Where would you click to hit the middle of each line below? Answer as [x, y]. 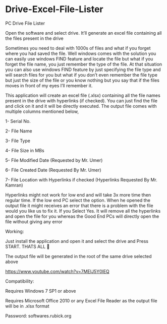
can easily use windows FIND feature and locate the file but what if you [79, 58]
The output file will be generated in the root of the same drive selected [79, 256]
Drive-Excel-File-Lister [54, 9]
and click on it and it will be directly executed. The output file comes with [81, 106]
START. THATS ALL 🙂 [27, 246]
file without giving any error [34, 221]
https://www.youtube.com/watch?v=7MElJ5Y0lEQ [57, 271]
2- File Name [19, 131]
